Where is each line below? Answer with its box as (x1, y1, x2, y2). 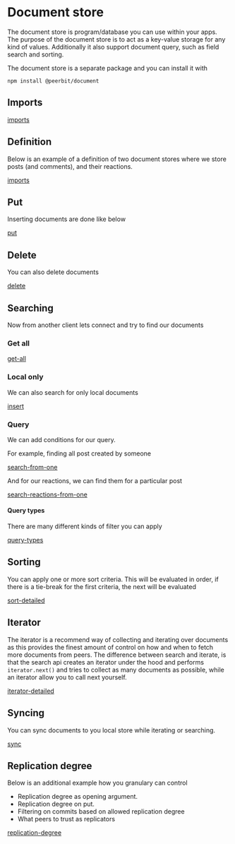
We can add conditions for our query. (7, 435, 116, 444)
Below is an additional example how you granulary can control (7, 778, 188, 787)
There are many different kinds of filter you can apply (7, 522, 162, 530)
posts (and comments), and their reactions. (7, 162, 133, 170)
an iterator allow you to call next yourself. (7, 672, 127, 682)
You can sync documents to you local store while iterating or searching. (7, 725, 216, 735)
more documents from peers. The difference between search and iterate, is (7, 650, 227, 659)
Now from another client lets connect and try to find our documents (7, 321, 204, 329)
